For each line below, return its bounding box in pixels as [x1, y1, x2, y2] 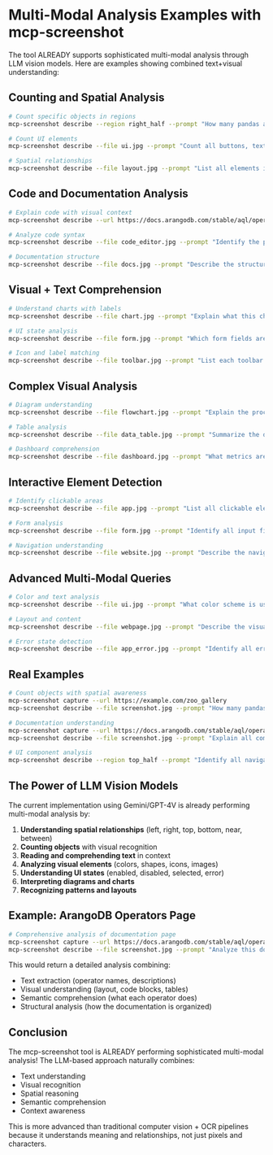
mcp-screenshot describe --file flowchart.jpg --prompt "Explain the [8, 408, 249, 416]
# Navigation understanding [8, 541, 104, 550]
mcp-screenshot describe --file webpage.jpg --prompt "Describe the [8, 622, 245, 631]
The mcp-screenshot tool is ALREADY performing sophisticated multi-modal [8, 1047, 264, 1057]
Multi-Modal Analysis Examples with [8, 6, 262, 24]
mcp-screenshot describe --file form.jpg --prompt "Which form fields [8, 334, 253, 342]
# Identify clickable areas [8, 497, 104, 505]
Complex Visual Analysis [8, 379, 138, 393]
